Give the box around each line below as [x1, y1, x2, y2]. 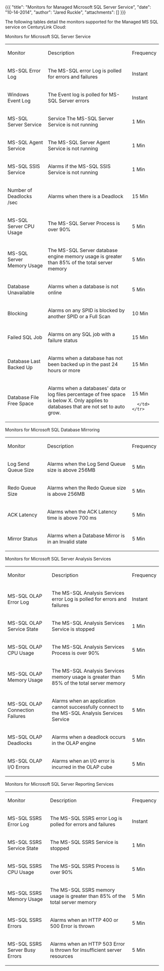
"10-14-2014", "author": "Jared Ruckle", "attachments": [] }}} [5, 9, 126, 15]
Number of [7, 187, 33, 193]
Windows [7, 91, 29, 98]
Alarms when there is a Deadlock [48, 193, 123, 200]
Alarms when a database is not [48, 283, 119, 290]
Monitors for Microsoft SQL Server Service [5, 34, 91, 39]
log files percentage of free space [48, 391, 126, 398]
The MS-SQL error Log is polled [48, 67, 122, 74]
